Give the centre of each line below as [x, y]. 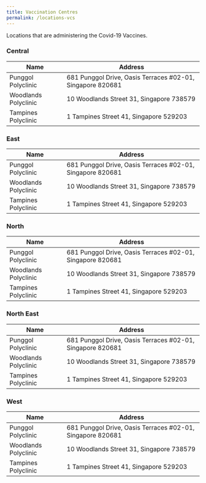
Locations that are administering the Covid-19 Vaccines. [77, 35]
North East [23, 314]
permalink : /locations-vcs [41, 18]
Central [18, 51]
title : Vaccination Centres [42, 12]
